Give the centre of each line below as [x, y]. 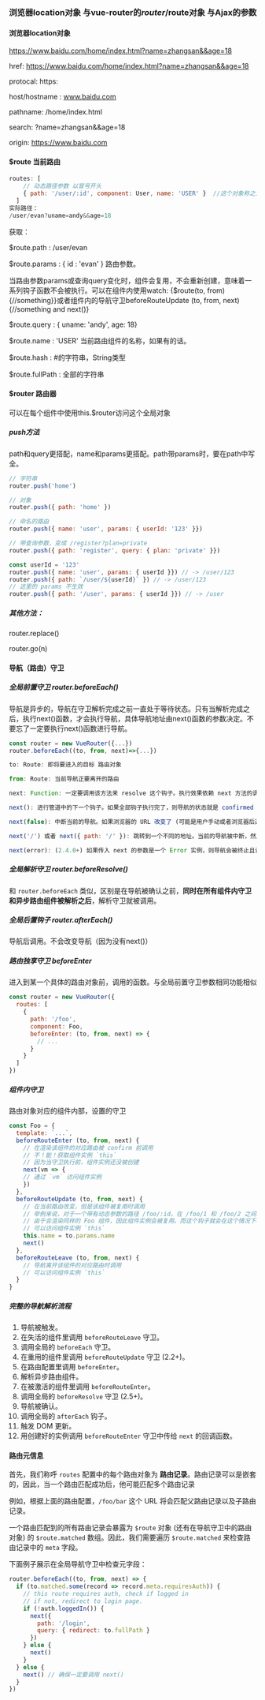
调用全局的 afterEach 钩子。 [66, 1416]
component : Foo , [56, 1026]
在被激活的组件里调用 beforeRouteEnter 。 [88, 1387]
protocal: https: [33, 81]
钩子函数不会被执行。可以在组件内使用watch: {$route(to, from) [124, 290]
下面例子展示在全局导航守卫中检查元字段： [78, 1564]
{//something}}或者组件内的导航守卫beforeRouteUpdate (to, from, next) [124, 300]
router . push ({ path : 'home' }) [60, 507]
